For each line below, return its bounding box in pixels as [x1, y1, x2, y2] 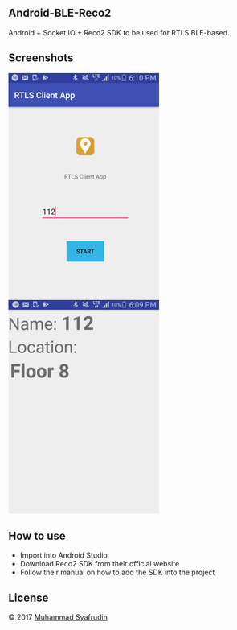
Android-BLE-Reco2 [8, 6, 112, 20]
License [8, 591, 49, 604]
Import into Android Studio [19, 550, 108, 560]
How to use [8, 529, 66, 543]
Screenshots [8, 51, 74, 65]
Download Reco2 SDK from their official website [19, 559, 180, 569]
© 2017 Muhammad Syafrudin [8, 612, 108, 622]
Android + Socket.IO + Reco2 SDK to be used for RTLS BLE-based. [8, 27, 231, 37]
